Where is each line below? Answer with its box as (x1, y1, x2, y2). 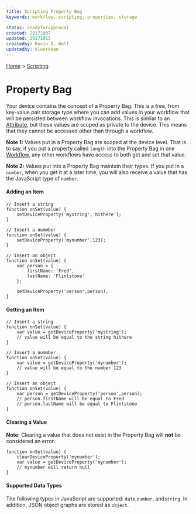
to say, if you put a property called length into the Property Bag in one (6, 145, 175, 152)
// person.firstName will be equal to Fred (16, 396, 125, 402)
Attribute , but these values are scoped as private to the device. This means (6, 121, 187, 128)
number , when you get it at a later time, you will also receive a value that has (6, 168, 188, 176)
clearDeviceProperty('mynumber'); (16, 454, 101, 460)
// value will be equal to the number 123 (16, 365, 122, 371)
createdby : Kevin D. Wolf (6, 41, 69, 47)
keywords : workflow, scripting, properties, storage (6, 14, 137, 20)
